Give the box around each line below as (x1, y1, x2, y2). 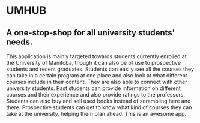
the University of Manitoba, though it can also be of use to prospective (6, 59, 181, 66)
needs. (6, 37, 33, 47)
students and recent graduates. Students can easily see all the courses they (6, 65, 194, 73)
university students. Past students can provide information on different (6, 85, 181, 92)
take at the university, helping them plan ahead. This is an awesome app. (6, 110, 187, 117)
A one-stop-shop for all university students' (6, 28, 175, 38)
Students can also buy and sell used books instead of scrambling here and (6, 97, 191, 104)
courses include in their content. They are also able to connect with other (6, 79, 187, 85)
